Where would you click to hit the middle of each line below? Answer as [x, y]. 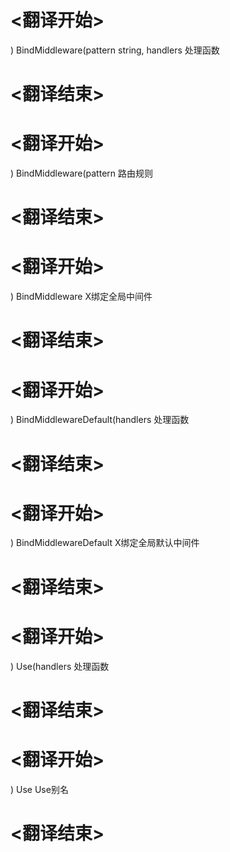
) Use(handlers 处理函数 [60, 666]
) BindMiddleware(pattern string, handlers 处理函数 [115, 50]
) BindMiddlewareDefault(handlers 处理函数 [100, 420]
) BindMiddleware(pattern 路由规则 [81, 173]
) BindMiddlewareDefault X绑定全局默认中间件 [105, 543]
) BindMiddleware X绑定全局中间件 [81, 297]
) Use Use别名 [39, 789]
